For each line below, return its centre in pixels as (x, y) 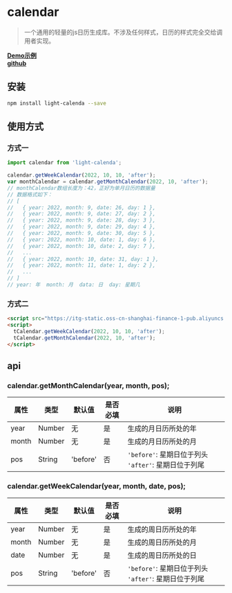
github (17, 63)
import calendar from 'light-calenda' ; (65, 163)
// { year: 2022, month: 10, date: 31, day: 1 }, (83, 259)
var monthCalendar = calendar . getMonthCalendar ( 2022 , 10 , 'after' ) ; (108, 182)
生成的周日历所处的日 (162, 555)
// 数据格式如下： (30, 195)
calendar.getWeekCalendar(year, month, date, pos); (97, 486)
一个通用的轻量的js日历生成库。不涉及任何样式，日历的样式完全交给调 (123, 32)
